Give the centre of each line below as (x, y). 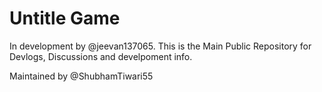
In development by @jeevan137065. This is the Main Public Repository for (160, 46)
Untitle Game (65, 18)
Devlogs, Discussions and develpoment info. (101, 56)
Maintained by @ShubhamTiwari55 (81, 76)
